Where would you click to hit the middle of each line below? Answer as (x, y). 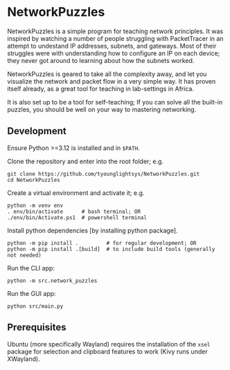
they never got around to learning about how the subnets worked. (101, 60)
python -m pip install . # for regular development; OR (102, 243)
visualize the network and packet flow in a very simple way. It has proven (112, 81)
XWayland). (24, 359)
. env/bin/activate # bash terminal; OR (74, 212)
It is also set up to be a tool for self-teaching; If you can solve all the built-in (115, 102)
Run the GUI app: (32, 293)
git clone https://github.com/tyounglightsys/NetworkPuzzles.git (103, 174)
